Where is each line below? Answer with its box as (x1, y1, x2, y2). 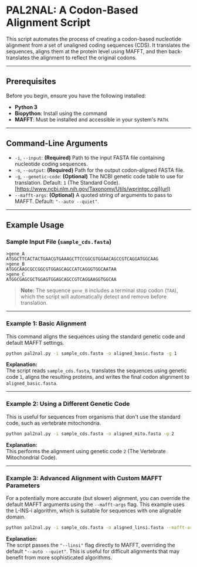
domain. (6, 513, 26, 520)
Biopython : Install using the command (14, 110, 107, 117)
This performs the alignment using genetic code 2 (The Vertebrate (6, 447, 166, 454)
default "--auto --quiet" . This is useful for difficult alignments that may (6, 548, 180, 555)
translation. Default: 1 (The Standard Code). (14, 179, 120, 186)
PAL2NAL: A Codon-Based (6, 4, 138, 17)
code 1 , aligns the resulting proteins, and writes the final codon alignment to (6, 374, 189, 381)
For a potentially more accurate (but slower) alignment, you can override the (6, 494, 191, 501)
